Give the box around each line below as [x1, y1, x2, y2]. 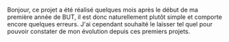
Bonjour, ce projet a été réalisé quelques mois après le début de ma [7, 6, 198, 14]
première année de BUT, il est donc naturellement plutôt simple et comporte [7, 13, 222, 21]
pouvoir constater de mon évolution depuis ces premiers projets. [7, 27, 190, 35]
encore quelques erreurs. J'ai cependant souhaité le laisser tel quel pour [7, 20, 213, 28]
